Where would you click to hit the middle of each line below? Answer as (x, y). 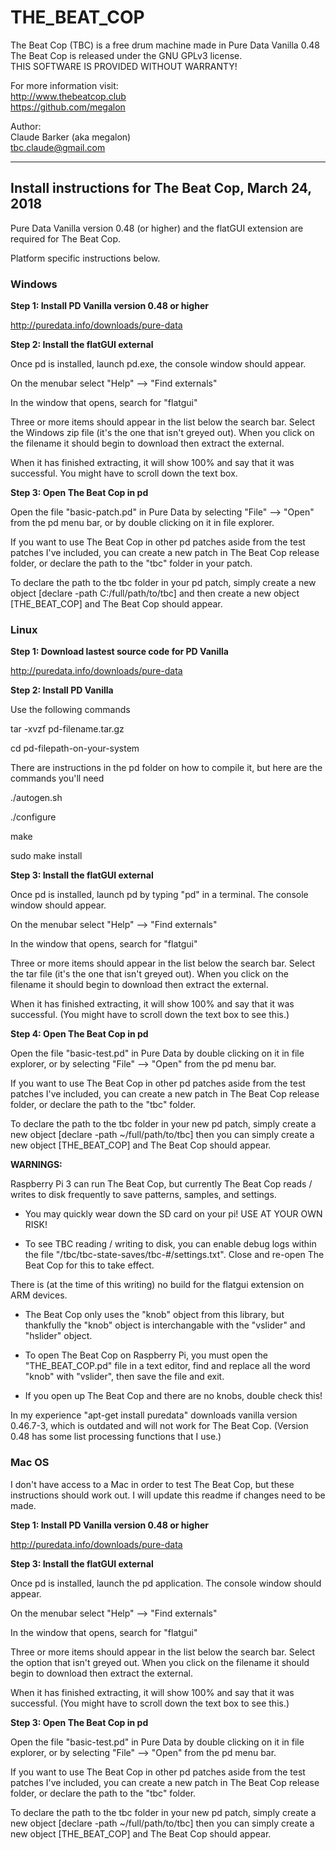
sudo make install (46, 856)
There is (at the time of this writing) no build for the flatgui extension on (157, 1285)
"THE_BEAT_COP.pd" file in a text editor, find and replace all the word (167, 1366)
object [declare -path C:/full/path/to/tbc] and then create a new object (155, 593)
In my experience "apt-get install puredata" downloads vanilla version (154, 1415)
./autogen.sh (36, 798)
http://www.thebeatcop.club (68, 96)
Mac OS (30, 1463)
